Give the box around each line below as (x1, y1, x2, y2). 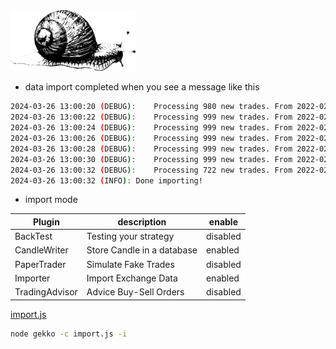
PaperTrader (14, 258, 67, 270)
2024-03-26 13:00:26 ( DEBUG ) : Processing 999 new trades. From (10, 134, 293, 144)
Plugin (32, 215, 60, 228)
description (117, 215, 167, 228)
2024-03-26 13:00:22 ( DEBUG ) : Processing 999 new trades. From (10, 112, 293, 123)
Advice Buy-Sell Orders (86, 286, 185, 298)
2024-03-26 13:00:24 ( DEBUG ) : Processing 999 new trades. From (10, 123, 293, 133)
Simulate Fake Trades (86, 258, 175, 270)
